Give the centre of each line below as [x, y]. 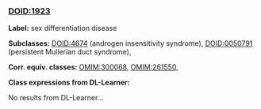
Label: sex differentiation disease [63, 28]
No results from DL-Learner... [56, 98]
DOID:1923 [29, 11]
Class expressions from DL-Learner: [69, 83]
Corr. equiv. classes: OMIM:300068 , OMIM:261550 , [93, 67]
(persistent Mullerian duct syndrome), [70, 52]
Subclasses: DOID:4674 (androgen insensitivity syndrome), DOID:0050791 [130, 43]
